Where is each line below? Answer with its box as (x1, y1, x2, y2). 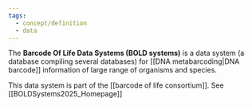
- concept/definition (15, 19, 88, 27)
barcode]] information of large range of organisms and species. (8, 65, 218, 75)
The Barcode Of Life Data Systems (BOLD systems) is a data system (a (8, 49, 245, 58)
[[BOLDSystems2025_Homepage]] (8, 89, 123, 99)
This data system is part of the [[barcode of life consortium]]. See (8, 80, 225, 90)
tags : (8, 11, 26, 20)
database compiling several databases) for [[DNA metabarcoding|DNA (8, 57, 240, 66)
